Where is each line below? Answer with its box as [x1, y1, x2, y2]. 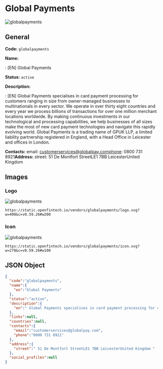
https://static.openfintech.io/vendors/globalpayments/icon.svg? [5, 243, 140, 249]
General [5, 33, 30, 41]
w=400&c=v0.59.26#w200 [5, 212, 51, 217]
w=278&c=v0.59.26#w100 [5, 248, 51, 253]
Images [5, 173, 28, 181]
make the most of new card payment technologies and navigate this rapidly [5, 124, 156, 129]
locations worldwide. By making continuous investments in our [5, 113, 130, 119]
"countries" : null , [9, 319, 47, 324]
